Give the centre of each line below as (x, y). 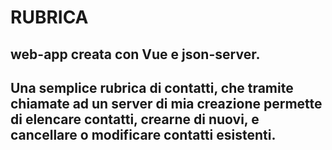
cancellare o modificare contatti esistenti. (143, 134)
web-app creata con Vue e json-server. (135, 54)
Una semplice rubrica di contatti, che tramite (152, 87)
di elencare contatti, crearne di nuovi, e (135, 119)
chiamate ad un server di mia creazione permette (166, 103)
